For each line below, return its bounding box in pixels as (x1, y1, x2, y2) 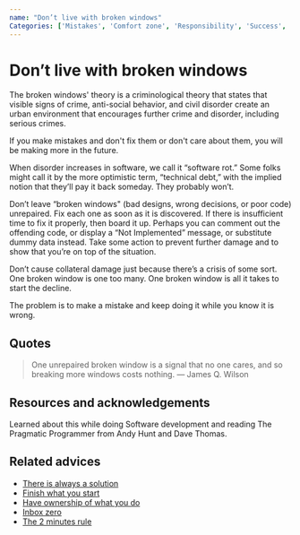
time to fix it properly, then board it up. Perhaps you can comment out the (9, 218, 280, 229)
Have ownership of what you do (21, 496, 141, 507)
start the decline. (9, 283, 72, 294)
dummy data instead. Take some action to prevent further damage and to (9, 237, 279, 247)
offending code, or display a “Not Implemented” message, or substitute (9, 228, 272, 238)
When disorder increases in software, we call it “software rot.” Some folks (9, 162, 281, 173)
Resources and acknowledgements (9, 395, 210, 410)
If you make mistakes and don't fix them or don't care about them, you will (9, 135, 284, 146)
